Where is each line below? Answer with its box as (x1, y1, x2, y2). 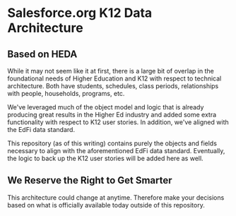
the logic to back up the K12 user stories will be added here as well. (7, 154, 203, 162)
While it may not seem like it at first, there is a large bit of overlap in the (7, 67, 214, 75)
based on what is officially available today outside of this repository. (7, 200, 205, 209)
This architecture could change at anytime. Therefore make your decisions (7, 193, 225, 202)
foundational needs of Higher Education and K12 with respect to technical (7, 74, 222, 83)
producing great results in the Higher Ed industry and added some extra (7, 111, 217, 119)
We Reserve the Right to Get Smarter (7, 174, 172, 186)
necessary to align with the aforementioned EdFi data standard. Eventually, (7, 147, 225, 155)
